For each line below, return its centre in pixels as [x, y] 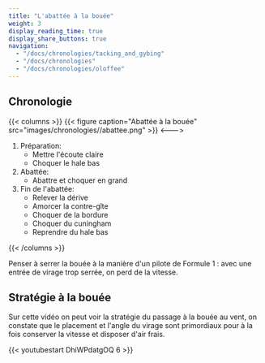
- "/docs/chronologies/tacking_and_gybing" [90, 54]
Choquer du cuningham [72, 223]
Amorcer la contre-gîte [70, 206]
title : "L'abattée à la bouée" [61, 16]
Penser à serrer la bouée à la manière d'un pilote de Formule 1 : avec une [130, 263]
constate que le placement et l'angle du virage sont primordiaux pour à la [130, 326]
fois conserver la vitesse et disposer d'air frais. [87, 335]
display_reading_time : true [56, 31]
